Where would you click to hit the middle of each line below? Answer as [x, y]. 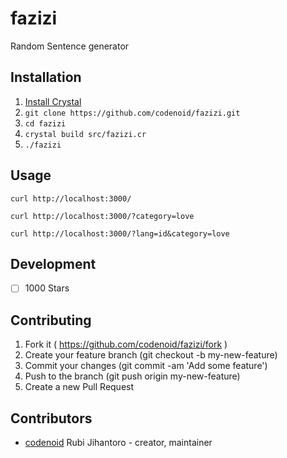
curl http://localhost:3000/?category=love [102, 216]
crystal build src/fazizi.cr [85, 134]
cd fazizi [45, 123]
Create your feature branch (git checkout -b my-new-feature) [151, 355]
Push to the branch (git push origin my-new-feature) [132, 376]
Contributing [51, 320]
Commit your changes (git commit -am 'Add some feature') [146, 366]
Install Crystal [53, 101]
